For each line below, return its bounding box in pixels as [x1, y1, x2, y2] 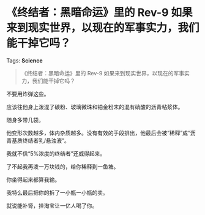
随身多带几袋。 [6, 116, 44, 123]
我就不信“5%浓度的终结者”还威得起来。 [6, 149, 106, 157]
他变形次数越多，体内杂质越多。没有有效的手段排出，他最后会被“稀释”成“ [6, 129, 191, 137]
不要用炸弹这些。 [6, 90, 50, 97]
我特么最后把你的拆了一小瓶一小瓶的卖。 [6, 189, 108, 196]
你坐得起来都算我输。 [6, 176, 60, 183]
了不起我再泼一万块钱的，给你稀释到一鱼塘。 [6, 163, 119, 170]
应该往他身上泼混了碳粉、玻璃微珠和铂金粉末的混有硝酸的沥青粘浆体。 [6, 103, 184, 110]
